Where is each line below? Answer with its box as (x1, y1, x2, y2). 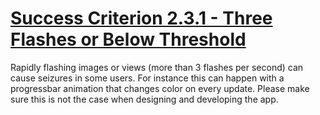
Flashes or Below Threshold (10, 28, 247, 51)
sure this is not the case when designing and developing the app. (10, 93, 279, 105)
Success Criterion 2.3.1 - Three (10, 7, 273, 30)
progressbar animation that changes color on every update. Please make (10, 82, 310, 94)
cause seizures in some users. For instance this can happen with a (10, 72, 285, 84)
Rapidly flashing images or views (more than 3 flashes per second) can (10, 61, 304, 73)
